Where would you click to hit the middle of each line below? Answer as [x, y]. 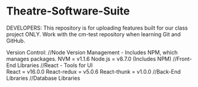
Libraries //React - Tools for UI [55, 65]
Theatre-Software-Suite [68, 11]
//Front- [182, 59]
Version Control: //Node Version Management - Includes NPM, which [92, 52]
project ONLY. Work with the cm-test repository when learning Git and [94, 34]
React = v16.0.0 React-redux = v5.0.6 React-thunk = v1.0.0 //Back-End [94, 71]
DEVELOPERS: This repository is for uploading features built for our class [97, 28]
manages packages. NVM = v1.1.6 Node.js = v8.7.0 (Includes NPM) [89, 59]
